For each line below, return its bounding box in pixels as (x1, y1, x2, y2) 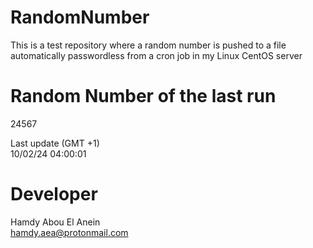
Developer (10, 183, 98, 206)
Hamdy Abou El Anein (10, 216, 101, 228)
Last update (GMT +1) (10, 137, 100, 149)
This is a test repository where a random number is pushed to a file (10, 39, 287, 51)
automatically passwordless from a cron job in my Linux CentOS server (10, 49, 303, 61)
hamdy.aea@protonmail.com (10, 226, 129, 238)
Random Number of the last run (10, 85, 277, 108)
